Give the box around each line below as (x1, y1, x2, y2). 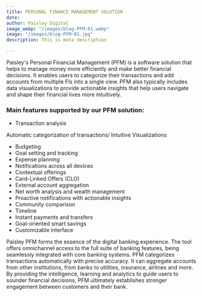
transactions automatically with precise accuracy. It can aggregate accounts (6, 257, 197, 265)
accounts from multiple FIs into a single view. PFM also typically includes (6, 78, 188, 85)
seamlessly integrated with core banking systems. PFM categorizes (6, 251, 175, 259)
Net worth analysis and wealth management (15, 188, 125, 195)
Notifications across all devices (15, 162, 94, 170)
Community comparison (15, 201, 76, 208)
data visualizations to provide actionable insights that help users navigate (6, 85, 189, 91)
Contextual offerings (15, 169, 67, 176)
